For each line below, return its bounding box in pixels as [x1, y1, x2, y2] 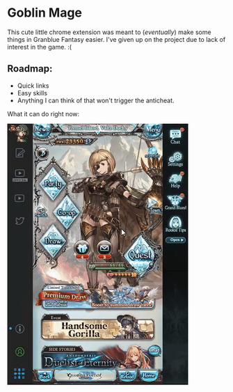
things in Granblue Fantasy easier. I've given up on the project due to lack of [7, 35, 226, 43]
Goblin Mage [7, 5, 82, 21]
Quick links [17, 81, 49, 90]
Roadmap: [7, 63, 53, 75]
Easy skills [17, 88, 47, 97]
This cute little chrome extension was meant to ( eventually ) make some [7, 28, 211, 36]
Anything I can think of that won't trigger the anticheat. [17, 96, 175, 104]
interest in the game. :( [7, 42, 72, 51]
